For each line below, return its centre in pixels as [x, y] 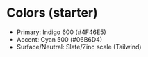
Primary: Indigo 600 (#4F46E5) [61, 32]
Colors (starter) [52, 13]
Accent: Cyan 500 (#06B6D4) [59, 39]
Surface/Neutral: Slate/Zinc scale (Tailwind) [79, 47]
